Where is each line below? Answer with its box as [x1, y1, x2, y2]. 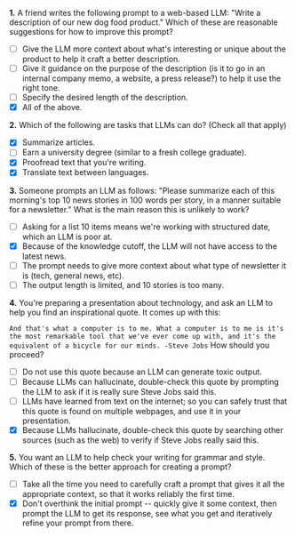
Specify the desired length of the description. [21, 92, 188, 103]
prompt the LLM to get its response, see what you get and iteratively [21, 509, 273, 519]
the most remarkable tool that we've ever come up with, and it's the [9, 332, 276, 341]
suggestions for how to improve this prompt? [9, 27, 173, 36]
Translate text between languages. [21, 167, 149, 178]
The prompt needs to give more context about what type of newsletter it [21, 260, 287, 270]
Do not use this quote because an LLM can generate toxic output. [21, 366, 262, 377]
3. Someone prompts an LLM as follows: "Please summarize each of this [9, 185, 275, 196]
